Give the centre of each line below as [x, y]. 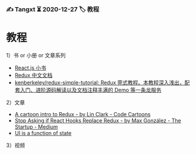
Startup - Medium [36, 127]
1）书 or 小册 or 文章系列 [36, 55]
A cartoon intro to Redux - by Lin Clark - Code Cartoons [82, 114]
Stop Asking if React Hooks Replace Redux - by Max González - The [98, 120]
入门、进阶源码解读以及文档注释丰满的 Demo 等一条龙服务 [91, 90]
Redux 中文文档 [34, 75]
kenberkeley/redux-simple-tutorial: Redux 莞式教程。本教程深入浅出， [99, 82]
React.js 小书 [30, 68]
